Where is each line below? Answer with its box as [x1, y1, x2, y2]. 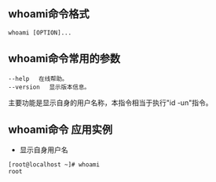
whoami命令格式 [8, 7, 90, 21]
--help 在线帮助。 [8, 75, 68, 82]
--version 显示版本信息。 [8, 83, 90, 91]
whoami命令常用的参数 [8, 52, 121, 65]
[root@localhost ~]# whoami [8, 161, 101, 169]
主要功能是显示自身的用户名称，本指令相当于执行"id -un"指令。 [8, 97, 213, 107]
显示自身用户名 [19, 145, 68, 155]
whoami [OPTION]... [8, 28, 72, 37]
